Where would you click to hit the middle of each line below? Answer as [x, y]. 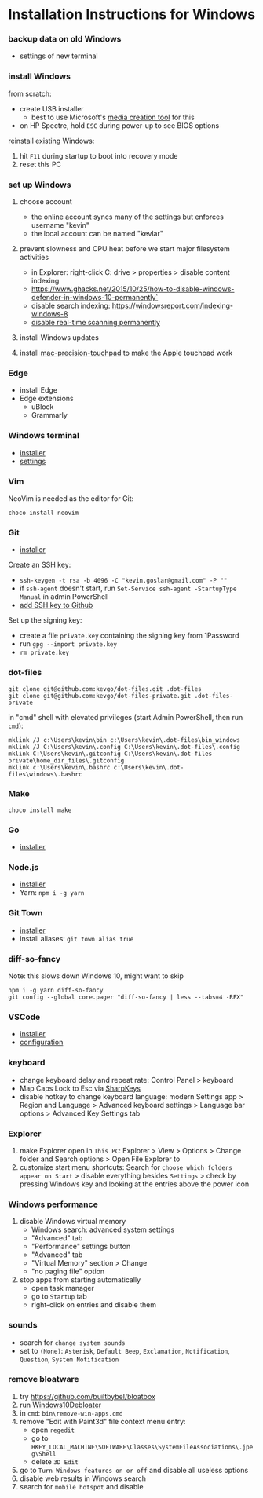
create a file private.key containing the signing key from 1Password [129, 636]
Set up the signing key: [45, 620]
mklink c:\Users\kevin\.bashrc [59, 767]
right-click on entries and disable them [94, 1305]
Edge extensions [46, 399]
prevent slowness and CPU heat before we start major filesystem [124, 249]
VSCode [24, 1017]
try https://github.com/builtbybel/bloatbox [87, 1396]
